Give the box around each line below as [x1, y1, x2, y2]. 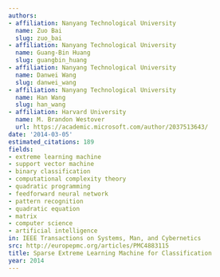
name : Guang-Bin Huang [15, 49, 91, 57]
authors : [8, 11, 37, 20]
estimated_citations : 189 [8, 137, 94, 146]
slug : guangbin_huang [15, 57, 88, 65]
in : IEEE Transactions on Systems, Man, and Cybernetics [8, 235, 202, 243]
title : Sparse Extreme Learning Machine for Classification [8, 249, 213, 257]
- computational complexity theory [8, 175, 127, 184]
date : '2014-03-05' [8, 130, 73, 138]
